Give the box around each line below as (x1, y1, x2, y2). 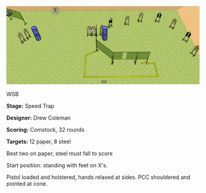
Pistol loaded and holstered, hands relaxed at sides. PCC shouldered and (6, 173, 191, 181)
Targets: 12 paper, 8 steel (6, 138, 71, 145)
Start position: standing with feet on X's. (6, 162, 108, 169)
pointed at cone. (6, 180, 48, 187)
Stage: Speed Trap (6, 102, 55, 110)
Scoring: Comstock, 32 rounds (6, 126, 85, 134)
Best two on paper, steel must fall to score (6, 150, 113, 157)
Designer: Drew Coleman (6, 114, 71, 122)
